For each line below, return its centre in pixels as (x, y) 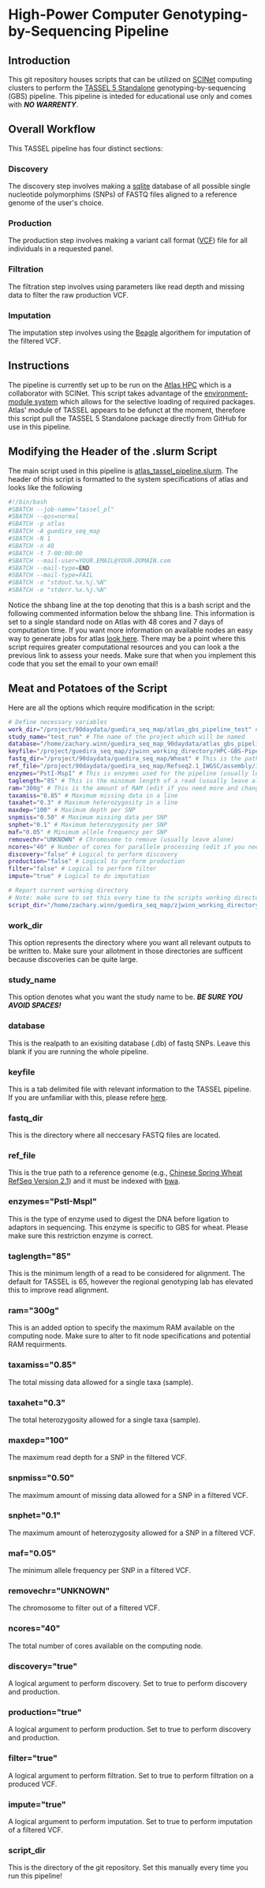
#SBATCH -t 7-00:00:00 (45, 553)
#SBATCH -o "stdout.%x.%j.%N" (58, 583)
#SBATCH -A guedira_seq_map (54, 531)
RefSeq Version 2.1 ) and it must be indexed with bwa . (94, 1181)
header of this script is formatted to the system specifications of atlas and (128, 479)
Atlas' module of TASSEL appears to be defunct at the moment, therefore (127, 410)
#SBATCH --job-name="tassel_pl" (61, 509)
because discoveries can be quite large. (73, 959)
